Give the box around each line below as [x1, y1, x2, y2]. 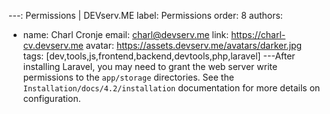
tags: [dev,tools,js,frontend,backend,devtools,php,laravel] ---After [22, 50, 296, 62]
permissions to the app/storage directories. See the [22, 71, 235, 83]
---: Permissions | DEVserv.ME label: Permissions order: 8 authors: [8, 10, 283, 21]
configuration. [22, 93, 81, 104]
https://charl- [231, 29, 286, 40]
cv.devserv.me [22, 40, 84, 51]
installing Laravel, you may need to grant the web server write [22, 61, 278, 72]
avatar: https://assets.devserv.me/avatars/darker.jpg [85, 40, 303, 51]
